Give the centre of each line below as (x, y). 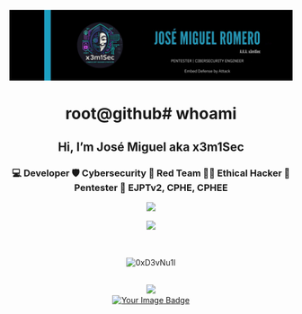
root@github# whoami (151, 114)
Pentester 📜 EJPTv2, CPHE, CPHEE (151, 188)
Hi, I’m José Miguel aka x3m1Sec (151, 147)
